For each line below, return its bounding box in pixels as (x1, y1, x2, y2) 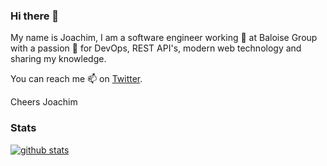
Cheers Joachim (10, 96, 78, 108)
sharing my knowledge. (10, 53, 107, 65)
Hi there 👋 (10, 9, 60, 23)
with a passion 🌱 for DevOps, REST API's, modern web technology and (10, 42, 302, 54)
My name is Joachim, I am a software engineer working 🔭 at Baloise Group (10, 32, 318, 44)
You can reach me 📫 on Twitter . (10, 73, 143, 85)
